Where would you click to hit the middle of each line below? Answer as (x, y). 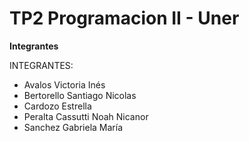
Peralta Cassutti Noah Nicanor (86, 116)
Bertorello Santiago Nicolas (80, 95)
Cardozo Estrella (57, 106)
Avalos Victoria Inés (64, 84)
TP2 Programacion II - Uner (124, 18)
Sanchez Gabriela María (73, 127)
